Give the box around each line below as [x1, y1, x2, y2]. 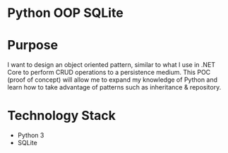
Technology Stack [7, 108, 116, 124]
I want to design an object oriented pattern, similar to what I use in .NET [7, 61, 216, 69]
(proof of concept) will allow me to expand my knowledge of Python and [7, 75, 217, 84]
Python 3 [17, 131, 44, 140]
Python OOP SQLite [7, 5, 124, 21]
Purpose [7, 37, 59, 54]
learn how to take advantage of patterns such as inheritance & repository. [7, 83, 222, 92]
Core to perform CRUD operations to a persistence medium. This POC [7, 68, 211, 77]
